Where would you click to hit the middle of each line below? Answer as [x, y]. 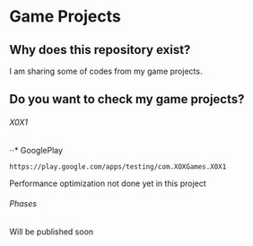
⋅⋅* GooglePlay [36, 150]
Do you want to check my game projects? [127, 99]
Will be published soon [52, 232]
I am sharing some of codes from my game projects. [106, 71]
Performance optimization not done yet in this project [108, 183]
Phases [23, 204]
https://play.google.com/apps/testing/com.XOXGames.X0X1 [118, 167]
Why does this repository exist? [100, 50]
